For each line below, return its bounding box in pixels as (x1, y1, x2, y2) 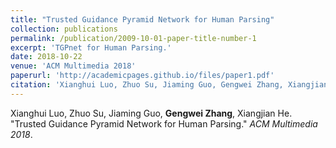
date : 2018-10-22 (10, 52, 83, 62)
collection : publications (10, 24, 118, 34)
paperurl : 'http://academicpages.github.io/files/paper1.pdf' (10, 71, 275, 81)
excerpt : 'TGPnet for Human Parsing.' (10, 42, 172, 53)
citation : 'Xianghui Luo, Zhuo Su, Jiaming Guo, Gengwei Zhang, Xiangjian (10, 80, 329, 90)
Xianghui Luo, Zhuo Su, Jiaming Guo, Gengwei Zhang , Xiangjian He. (10, 107, 293, 119)
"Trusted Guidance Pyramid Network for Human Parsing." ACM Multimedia (10, 117, 318, 130)
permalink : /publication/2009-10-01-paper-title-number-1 (10, 33, 257, 43)
